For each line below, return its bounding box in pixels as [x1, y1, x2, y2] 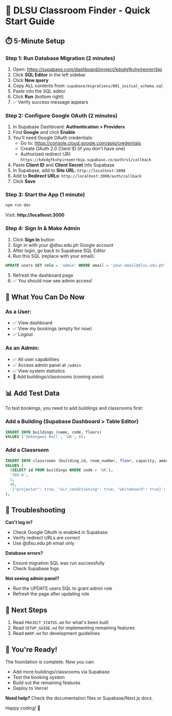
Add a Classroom [5, 447, 49, 454]
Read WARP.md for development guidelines [12, 630, 100, 636]
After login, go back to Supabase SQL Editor [12, 247, 106, 254]
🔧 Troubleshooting [5, 506, 66, 515]
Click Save [12, 178, 36, 184]
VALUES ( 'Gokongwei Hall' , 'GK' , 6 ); [5, 434, 86, 439]
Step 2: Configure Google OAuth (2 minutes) [5, 112, 118, 119]
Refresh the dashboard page [12, 272, 73, 278]
